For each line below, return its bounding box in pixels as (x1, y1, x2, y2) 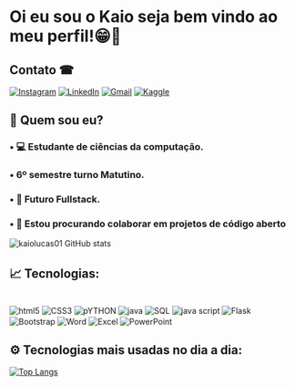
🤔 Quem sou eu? (9, 112, 104, 129)
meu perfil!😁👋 (9, 26, 122, 47)
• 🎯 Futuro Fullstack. (9, 193, 101, 206)
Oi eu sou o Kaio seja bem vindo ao (9, 6, 279, 27)
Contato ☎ (9, 62, 75, 78)
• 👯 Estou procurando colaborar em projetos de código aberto (9, 217, 287, 230)
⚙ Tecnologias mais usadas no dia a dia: (9, 342, 243, 358)
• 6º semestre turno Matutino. (9, 169, 145, 182)
